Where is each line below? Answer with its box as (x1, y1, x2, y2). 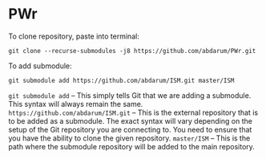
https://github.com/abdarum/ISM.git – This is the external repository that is (8, 108, 259, 117)
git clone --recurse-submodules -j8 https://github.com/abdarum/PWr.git (8, 47, 256, 55)
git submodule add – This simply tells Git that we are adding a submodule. (8, 90, 252, 100)
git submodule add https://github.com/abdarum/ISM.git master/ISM (8, 76, 235, 84)
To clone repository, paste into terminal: (8, 31, 140, 41)
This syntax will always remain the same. (8, 99, 143, 108)
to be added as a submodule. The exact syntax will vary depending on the (8, 116, 252, 125)
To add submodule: (8, 61, 72, 71)
